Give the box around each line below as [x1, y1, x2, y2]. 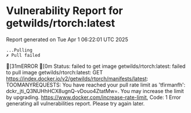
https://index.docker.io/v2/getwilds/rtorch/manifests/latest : [6, 75, 148, 82]
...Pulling [6, 47, 33, 53]
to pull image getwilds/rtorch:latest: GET [6, 69, 103, 76]
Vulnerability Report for [6, 4, 123, 18]
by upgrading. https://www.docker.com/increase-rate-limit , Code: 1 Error [6, 94, 181, 101]
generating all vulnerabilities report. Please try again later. [6, 100, 145, 107]
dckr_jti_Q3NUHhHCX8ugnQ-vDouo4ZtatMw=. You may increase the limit [6, 87, 184, 94]
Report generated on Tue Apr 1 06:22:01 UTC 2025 [6, 36, 129, 43]
